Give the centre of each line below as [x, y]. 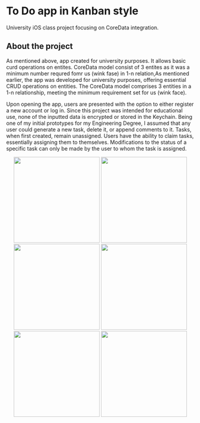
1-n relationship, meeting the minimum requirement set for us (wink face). [96, 92]
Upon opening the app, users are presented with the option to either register [100, 104]
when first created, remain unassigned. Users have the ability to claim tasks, [100, 136]
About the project [40, 46]
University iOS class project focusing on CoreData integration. [83, 27]
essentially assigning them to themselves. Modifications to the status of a [96, 142]
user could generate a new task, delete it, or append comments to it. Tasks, [99, 129]
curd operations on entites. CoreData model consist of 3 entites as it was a [98, 67]
